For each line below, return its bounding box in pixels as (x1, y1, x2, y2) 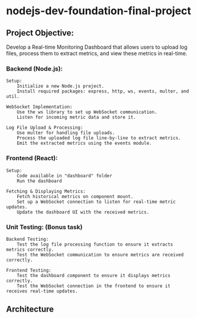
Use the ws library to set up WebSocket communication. (17, 109, 158, 115)
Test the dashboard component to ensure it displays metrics (17, 272, 170, 278)
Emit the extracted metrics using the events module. (17, 141, 152, 147)
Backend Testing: (6, 236, 49, 242)
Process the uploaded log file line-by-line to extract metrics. (17, 135, 182, 141)
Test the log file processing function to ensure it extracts (17, 241, 173, 247)
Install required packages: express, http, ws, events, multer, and (17, 88, 189, 94)
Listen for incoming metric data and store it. (17, 115, 136, 120)
